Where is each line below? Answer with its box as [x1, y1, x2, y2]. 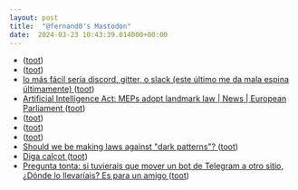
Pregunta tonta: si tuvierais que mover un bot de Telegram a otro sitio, [22, 160, 284, 172]
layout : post [9, 13, 59, 23]
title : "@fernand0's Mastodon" [9, 22, 131, 31]
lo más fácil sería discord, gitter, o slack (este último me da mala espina [22, 74, 290, 85]
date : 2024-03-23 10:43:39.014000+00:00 [9, 30, 168, 39]
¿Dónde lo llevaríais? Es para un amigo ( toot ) [22, 170, 190, 181]
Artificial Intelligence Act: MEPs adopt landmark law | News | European [22, 93, 287, 104]
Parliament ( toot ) [22, 103, 86, 114]
